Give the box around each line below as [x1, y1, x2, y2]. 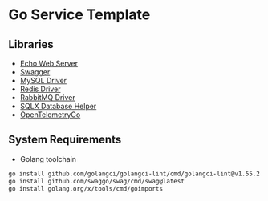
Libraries [8, 38, 54, 51]
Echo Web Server [19, 58, 79, 68]
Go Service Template [8, 6, 151, 24]
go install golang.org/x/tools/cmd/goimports [8, 184, 163, 193]
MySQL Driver [19, 76, 67, 85]
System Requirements [8, 133, 122, 147]
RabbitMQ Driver [19, 93, 75, 102]
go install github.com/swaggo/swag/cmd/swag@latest [8, 177, 185, 185]
